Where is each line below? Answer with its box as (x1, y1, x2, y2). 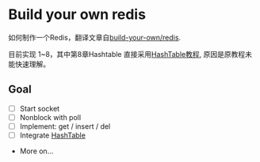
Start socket (19, 104, 60, 113)
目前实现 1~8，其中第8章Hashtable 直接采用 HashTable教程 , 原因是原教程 (8, 49, 246, 58)
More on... (19, 146, 54, 156)
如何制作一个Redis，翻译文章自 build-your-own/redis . (8, 32, 181, 42)
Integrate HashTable (19, 130, 86, 140)
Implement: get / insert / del (19, 121, 111, 131)
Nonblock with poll (19, 112, 82, 122)
